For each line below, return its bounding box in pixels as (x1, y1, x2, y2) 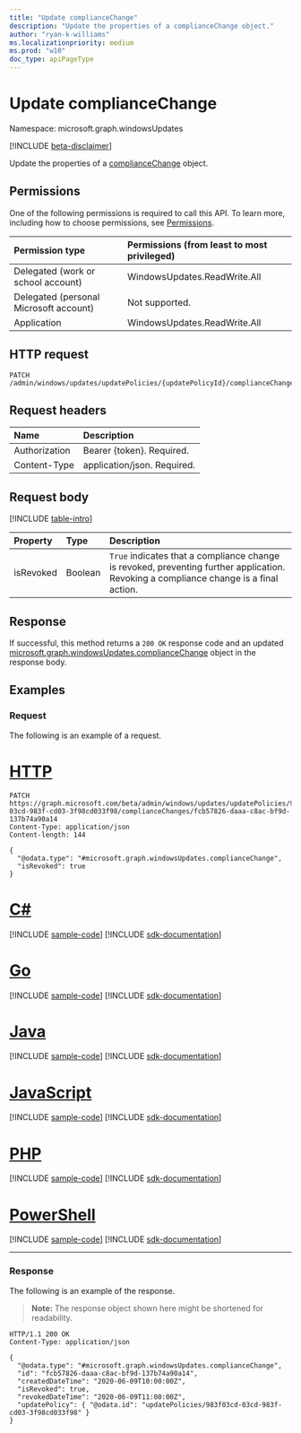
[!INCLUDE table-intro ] (9, 513, 93, 525)
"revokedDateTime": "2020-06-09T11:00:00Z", (17, 1392, 186, 1402)
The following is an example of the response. (9, 1285, 176, 1296)
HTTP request (9, 347, 90, 362)
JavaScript (9, 1082, 92, 1103)
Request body (9, 490, 90, 505)
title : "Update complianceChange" (9, 13, 139, 22)
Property (13, 534, 53, 547)
